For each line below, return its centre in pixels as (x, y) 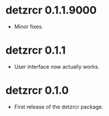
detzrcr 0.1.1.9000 (51, 10)
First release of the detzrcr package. (59, 107)
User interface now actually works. (57, 67)
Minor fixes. (29, 26)
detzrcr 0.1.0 (37, 90)
